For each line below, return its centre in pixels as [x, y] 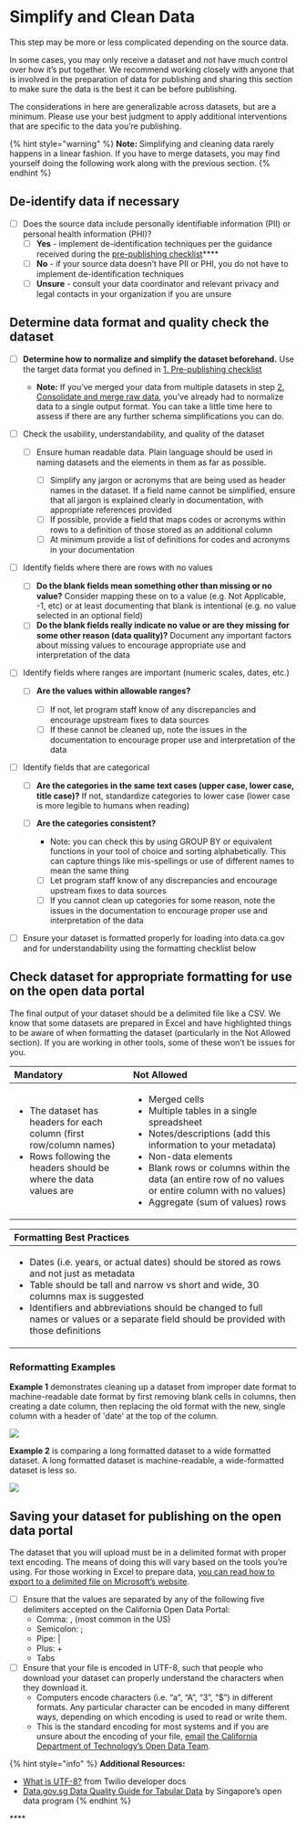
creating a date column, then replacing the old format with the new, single [148, 1406]
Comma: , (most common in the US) [103, 1619]
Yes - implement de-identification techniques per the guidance [154, 243]
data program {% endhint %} [77, 1801]
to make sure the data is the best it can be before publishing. [123, 89]
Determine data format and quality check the [139, 323]
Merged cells [177, 1099]
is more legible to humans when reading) [112, 805]
